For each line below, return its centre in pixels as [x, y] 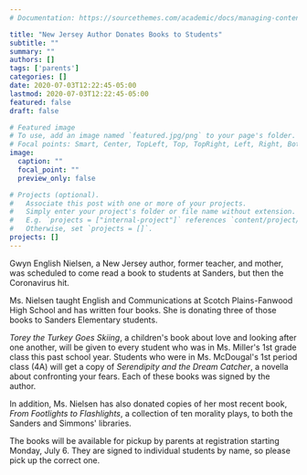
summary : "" [32, 51]
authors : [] [32, 60]
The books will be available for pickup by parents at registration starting [145, 440]
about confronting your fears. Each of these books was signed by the [140, 376]
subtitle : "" [34, 43]
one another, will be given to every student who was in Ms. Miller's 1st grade [153, 347]
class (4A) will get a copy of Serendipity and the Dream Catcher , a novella [149, 366]
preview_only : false [57, 178]
